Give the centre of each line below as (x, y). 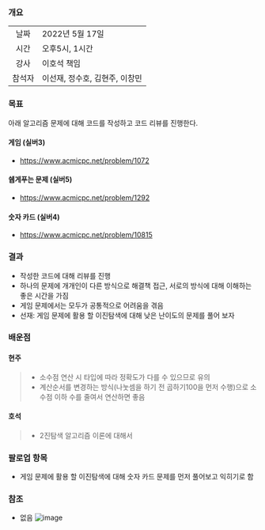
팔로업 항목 (28, 458)
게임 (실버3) (27, 142)
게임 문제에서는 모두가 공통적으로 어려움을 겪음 (91, 305)
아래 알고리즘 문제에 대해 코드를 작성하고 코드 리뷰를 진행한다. (103, 123)
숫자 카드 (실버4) (34, 217)
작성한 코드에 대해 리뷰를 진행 (65, 275)
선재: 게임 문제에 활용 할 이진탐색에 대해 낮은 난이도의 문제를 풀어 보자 (127, 315)
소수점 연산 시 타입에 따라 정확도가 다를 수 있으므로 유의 (125, 377)
